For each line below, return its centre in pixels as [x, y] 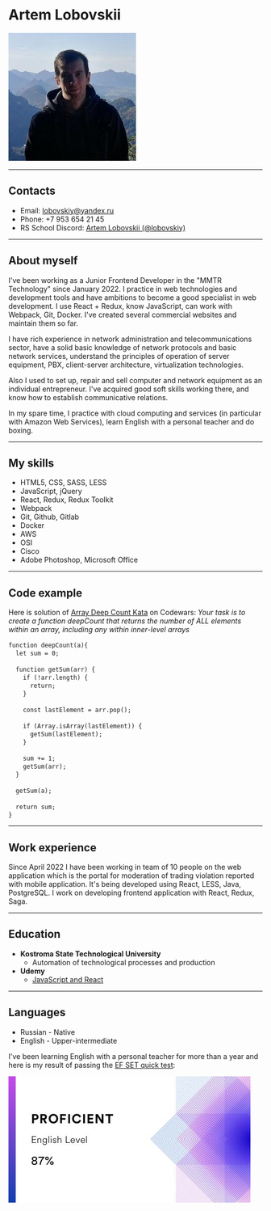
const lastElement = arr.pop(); [77, 710]
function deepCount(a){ [48, 646]
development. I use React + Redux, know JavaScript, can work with [120, 306]
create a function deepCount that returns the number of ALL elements [125, 621]
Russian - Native [47, 1032]
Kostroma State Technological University [90, 954]
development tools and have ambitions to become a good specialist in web [132, 297]
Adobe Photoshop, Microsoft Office [79, 560]
